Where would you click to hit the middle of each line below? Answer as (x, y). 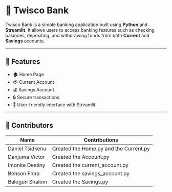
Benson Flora (24, 173)
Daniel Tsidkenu (27, 149)
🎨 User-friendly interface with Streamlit (54, 105)
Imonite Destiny (27, 165)
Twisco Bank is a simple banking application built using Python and (77, 25)
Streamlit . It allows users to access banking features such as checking (80, 30)
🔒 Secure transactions (36, 97)
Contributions (101, 140)
